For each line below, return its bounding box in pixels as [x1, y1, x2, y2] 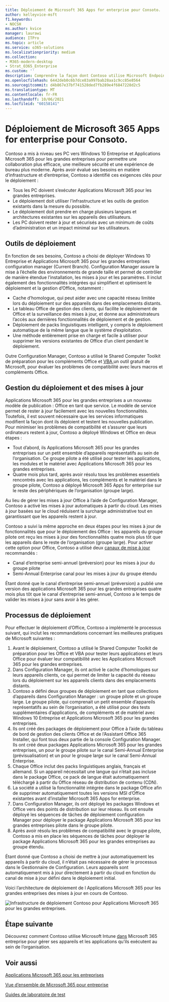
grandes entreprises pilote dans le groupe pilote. [12, 822, 114, 828]
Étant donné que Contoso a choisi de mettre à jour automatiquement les [5, 853, 154, 860]
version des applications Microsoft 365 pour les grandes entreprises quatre [5, 586, 162, 592]
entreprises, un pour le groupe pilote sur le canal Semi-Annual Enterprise [12, 747, 164, 753]
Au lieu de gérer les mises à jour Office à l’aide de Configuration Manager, [5, 497, 158, 503]
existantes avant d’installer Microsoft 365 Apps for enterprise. [12, 795, 141, 801]
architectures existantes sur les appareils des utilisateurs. [12, 214, 132, 220]
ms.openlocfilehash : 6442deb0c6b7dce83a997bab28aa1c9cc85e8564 [5, 78, 141, 83]
